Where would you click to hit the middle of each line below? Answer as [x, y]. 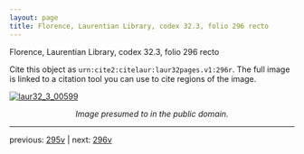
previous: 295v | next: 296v [61, 140]
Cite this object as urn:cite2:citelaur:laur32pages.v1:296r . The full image [150, 69]
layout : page [34, 18]
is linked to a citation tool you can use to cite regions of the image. [133, 78]
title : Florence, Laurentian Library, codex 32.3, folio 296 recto [139, 26]
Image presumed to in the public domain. [152, 113]
